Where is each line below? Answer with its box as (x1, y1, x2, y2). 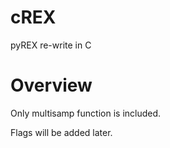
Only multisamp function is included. (10, 107, 162, 119)
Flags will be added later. (10, 126, 113, 138)
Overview (10, 74, 93, 97)
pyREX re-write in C (10, 39, 92, 51)
